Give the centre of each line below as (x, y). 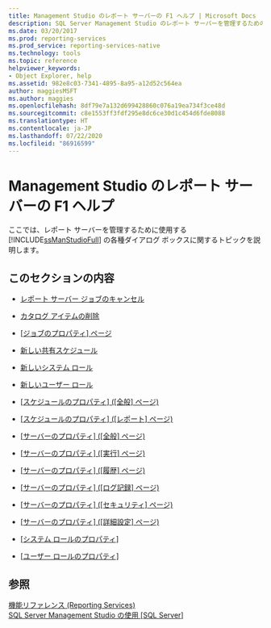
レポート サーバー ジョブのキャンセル (82, 299)
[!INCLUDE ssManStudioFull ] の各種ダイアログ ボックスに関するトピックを (131, 240)
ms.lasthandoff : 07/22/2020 (56, 136)
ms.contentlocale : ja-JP (50, 128)
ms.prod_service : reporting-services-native (84, 46)
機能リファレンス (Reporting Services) (72, 605)
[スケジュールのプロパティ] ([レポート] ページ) (96, 419)
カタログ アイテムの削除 (60, 316)
